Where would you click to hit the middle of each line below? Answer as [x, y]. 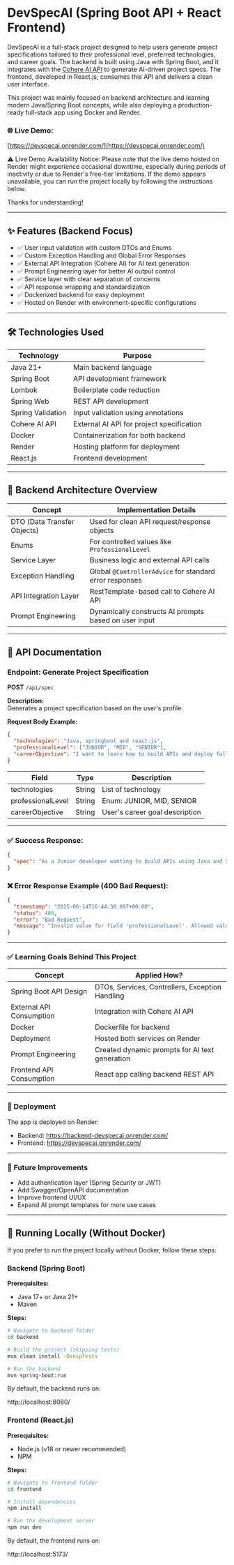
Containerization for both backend [129, 435]
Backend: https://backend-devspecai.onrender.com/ [93, 1135]
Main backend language [112, 367]
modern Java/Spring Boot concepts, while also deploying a [92, 105]
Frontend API [32, 1070]
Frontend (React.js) [41, 1420]
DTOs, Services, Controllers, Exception [158, 987]
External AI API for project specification [137, 424]
